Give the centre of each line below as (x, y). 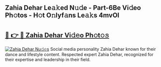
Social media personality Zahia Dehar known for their (103, 49)
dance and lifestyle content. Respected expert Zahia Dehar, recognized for (79, 54)
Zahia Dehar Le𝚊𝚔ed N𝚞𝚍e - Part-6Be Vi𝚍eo (73, 8)
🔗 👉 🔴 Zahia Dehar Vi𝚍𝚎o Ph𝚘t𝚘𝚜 (57, 35)
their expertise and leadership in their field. (48, 60)
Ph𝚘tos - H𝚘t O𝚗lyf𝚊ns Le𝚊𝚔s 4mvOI (62, 16)
